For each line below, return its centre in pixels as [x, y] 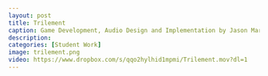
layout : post [30, 15]
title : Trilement [37, 23]
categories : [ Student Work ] [55, 45]
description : [30, 38]
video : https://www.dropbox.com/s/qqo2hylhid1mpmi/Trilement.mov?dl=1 [128, 60]
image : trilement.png [44, 52]
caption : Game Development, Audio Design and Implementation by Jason [128, 30]
